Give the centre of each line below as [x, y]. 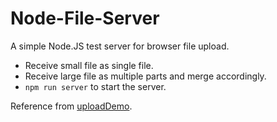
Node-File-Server [85, 18]
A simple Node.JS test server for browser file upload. [120, 46]
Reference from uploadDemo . [71, 106]
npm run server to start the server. [95, 86]
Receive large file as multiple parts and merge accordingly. [145, 76]
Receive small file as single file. [89, 65]
